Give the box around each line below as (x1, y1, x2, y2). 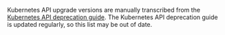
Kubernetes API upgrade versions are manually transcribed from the (7, 6, 201, 14)
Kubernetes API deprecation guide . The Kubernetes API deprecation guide (7, 13, 218, 21)
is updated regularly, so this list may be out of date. (7, 21, 153, 28)
